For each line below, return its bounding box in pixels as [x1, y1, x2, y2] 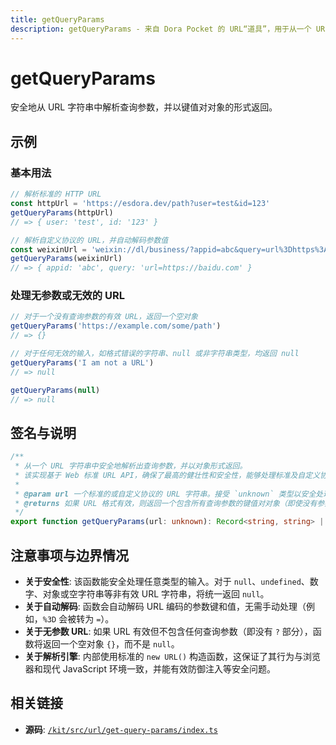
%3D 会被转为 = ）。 [42, 613, 115, 625]
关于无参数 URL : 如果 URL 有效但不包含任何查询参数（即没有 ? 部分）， [24, 626, 313, 638]
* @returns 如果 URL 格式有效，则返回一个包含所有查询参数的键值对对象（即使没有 [14, 498, 318, 508]
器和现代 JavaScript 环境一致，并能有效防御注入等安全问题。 [24, 663, 276, 675]
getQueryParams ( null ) [10, 385, 101, 395]
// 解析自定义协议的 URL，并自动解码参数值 [10, 235, 169, 245]
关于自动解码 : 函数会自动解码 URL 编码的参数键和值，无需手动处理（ [24, 601, 307, 613]
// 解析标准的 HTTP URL [10, 189, 102, 200]
